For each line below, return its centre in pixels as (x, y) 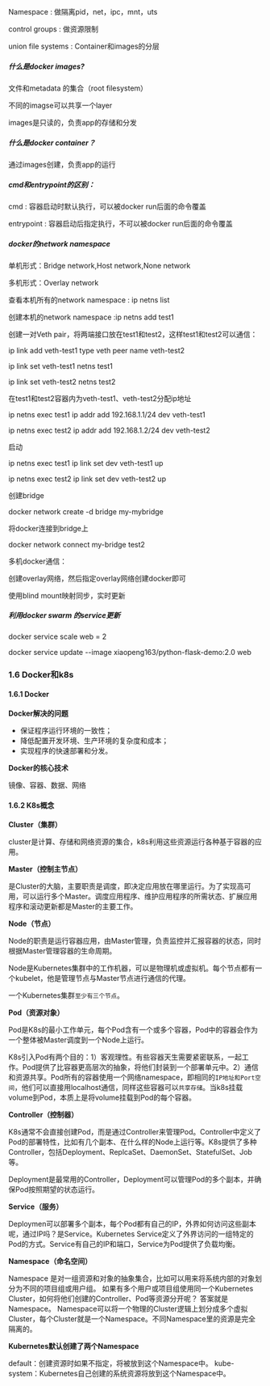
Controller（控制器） (44, 1115)
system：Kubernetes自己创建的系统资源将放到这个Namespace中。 (120, 1374)
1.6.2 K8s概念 (31, 805)
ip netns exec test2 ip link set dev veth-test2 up (87, 479)
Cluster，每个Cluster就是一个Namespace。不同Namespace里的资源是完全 (132, 1319)
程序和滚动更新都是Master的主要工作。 (73, 906)
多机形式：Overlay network (54, 282)
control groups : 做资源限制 (54, 29)
